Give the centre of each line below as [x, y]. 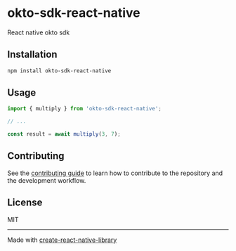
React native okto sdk [39, 32]
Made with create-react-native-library [62, 240]
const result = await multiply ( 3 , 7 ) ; [64, 134]
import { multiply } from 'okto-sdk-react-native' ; [84, 109]
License [25, 203]
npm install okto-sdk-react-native [59, 71]
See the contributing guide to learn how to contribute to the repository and [115, 173]
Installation [32, 54]
